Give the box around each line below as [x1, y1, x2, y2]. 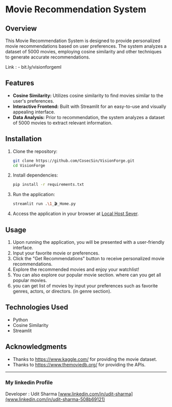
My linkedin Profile [5, 379, 53, 386]
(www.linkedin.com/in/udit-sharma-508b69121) [5, 396, 105, 402]
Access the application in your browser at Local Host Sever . [12, 210, 139, 217]
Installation [5, 134, 42, 143]
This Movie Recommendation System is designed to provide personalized [5, 37, 160, 44]
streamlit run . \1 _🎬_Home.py [12, 201, 76, 206]
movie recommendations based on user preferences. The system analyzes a [5, 43, 167, 49]
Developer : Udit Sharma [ [5, 391, 60, 397]
